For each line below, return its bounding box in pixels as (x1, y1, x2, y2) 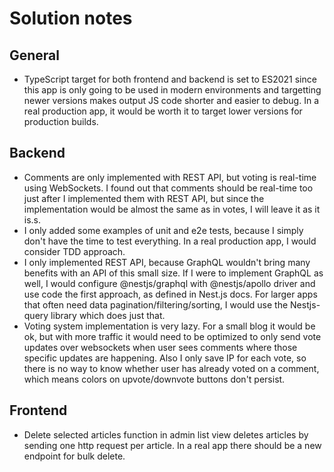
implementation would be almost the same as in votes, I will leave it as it (23, 203, 321, 215)
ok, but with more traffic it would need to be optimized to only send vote (23, 330, 322, 342)
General (9, 47, 61, 64)
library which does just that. (50, 309, 166, 321)
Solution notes (9, 7, 133, 30)
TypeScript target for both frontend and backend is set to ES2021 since (23, 73, 317, 85)
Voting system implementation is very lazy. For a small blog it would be (23, 320, 316, 332)
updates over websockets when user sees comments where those (23, 341, 298, 353)
